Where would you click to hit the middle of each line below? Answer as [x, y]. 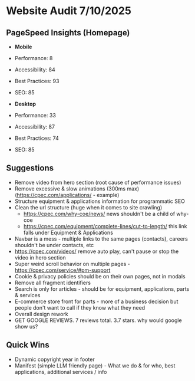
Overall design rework [42, 314]
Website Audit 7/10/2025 [69, 11]
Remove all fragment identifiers [53, 283]
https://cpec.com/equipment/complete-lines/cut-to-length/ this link [105, 226]
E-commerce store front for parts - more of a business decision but [96, 301]
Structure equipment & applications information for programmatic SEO [100, 201]
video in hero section [40, 257]
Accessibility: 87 [34, 127]
